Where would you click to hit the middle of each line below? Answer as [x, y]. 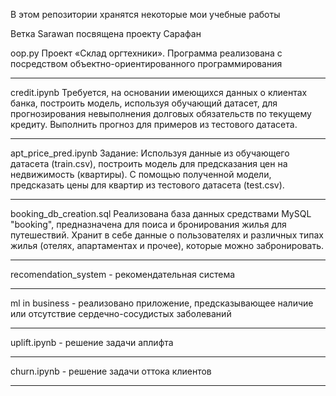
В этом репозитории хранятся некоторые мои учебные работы [145, 14]
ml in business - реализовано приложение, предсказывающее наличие [162, 303]
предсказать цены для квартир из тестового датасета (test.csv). [147, 185]
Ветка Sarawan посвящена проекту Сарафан [106, 33]
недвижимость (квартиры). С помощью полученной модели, [141, 174]
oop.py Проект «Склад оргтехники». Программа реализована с [146, 53]
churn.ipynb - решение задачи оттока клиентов [111, 371]
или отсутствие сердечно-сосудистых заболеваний [121, 313]
